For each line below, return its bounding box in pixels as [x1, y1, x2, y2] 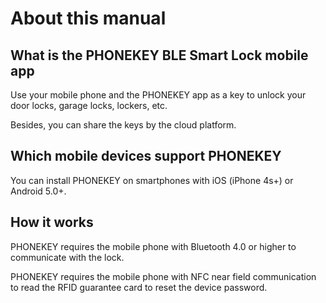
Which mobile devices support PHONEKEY [10, 148, 282, 165]
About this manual [10, 7, 167, 30]
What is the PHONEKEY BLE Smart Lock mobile [10, 47, 309, 64]
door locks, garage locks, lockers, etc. [10, 100, 168, 111]
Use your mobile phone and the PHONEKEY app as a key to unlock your [10, 89, 307, 101]
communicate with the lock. [10, 251, 125, 263]
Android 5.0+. [10, 185, 67, 197]
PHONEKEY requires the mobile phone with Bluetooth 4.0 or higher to [10, 240, 297, 252]
